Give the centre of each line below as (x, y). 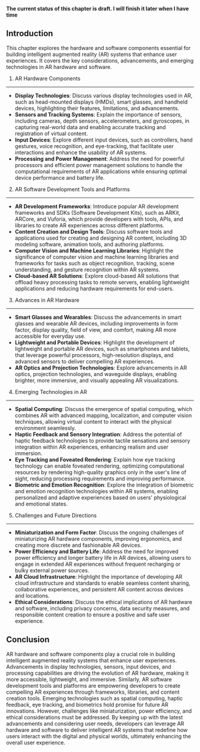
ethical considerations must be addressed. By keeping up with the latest (95, 717)
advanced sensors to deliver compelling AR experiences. (85, 361)
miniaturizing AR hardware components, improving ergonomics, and (98, 538)
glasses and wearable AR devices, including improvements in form (96, 323)
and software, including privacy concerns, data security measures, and (102, 608)
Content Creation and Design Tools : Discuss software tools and (94, 231)
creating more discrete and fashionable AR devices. (78, 545)
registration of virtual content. (51, 133)
